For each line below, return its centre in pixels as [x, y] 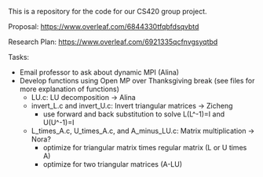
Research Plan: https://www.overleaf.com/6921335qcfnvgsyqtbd [113, 42]
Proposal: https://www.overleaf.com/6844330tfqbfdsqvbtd [104, 26]
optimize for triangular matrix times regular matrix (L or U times [145, 147]
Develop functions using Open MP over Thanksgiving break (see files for [137, 81]
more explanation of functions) [69, 89]
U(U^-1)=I [58, 122]
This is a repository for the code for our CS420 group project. [108, 11]
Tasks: [19, 57]
